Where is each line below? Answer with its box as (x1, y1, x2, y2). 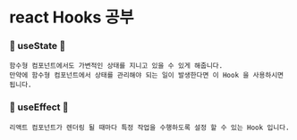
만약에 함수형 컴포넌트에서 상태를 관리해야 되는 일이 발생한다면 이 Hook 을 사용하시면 (9, 71, 284, 80)
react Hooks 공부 (9, 7, 134, 28)
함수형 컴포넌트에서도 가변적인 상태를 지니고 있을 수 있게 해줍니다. (9, 62, 224, 70)
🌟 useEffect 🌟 (9, 101, 69, 113)
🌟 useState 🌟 (9, 40, 66, 53)
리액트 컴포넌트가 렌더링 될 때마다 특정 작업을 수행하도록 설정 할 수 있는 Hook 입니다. (9, 123, 290, 132)
